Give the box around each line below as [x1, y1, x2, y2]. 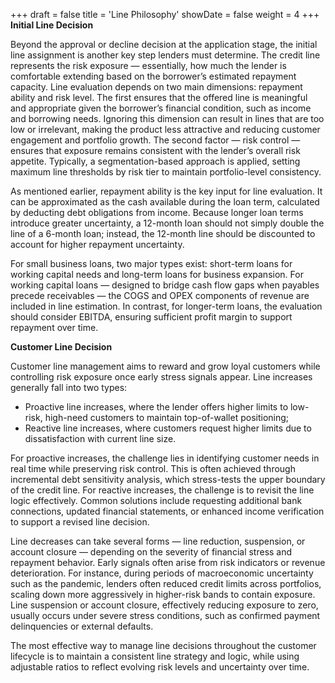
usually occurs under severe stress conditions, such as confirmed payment [10, 610, 321, 621]
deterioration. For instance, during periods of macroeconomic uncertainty [10, 567, 314, 579]
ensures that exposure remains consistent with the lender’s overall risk [10, 145, 301, 156]
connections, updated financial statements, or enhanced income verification [10, 505, 325, 517]
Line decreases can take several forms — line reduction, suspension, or [10, 535, 306, 547]
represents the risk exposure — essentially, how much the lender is [10, 60, 287, 71]
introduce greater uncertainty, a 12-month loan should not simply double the [10, 217, 325, 229]
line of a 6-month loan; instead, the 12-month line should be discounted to [10, 228, 316, 239]
